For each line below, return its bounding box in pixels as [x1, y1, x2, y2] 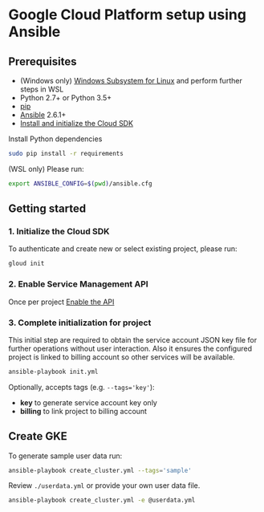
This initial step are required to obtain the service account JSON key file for [8, 335, 258, 344]
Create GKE [8, 429, 68, 443]
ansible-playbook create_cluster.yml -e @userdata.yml [8, 496, 196, 505]
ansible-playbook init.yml [8, 368, 99, 376]
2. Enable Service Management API [8, 278, 148, 290]
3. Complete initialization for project [8, 317, 152, 328]
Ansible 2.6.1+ [19, 110, 67, 120]
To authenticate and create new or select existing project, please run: [8, 244, 238, 254]
